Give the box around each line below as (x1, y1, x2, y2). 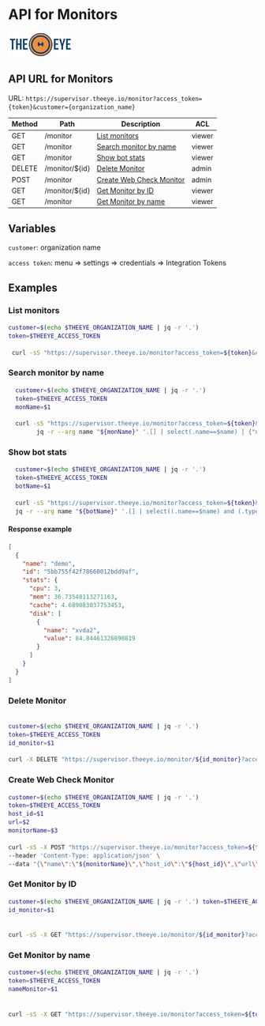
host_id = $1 (8, 810, 44, 818)
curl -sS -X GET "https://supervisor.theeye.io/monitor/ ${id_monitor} (8, 931, 245, 939)
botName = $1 (15, 482, 51, 491)
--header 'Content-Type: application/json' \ (8, 851, 160, 859)
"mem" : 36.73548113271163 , (28, 593, 118, 602)
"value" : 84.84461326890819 (43, 635, 136, 643)
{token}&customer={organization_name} (8, 103, 136, 111)
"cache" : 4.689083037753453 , (28, 601, 125, 609)
